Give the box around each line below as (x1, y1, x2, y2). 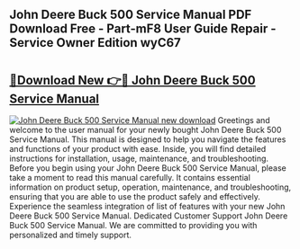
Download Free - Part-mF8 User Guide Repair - (9, 22, 277, 37)
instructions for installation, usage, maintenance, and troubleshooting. (9, 153, 268, 164)
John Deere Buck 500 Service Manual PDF (9, 7, 252, 22)
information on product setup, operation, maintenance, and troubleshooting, (9, 182, 292, 192)
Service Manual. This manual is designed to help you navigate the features (9, 134, 286, 145)
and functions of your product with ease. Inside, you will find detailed (9, 144, 267, 154)
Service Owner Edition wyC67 (9, 35, 182, 50)
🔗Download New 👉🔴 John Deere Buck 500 (9, 72, 256, 88)
